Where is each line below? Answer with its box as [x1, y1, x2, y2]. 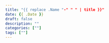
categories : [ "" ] [5, 26, 42, 31]
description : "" [5, 21, 39, 26]
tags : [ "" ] [5, 30, 28, 35]
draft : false [5, 16, 33, 21]
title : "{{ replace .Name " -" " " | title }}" [5, 7, 104, 12]
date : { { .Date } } [5, 12, 44, 17]
